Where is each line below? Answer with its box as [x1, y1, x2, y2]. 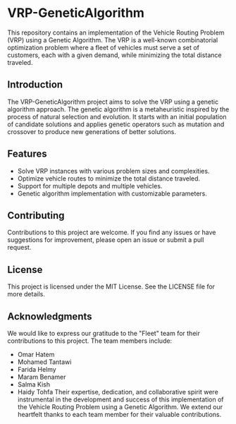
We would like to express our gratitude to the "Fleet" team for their [7, 329, 201, 337]
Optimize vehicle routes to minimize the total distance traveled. [17, 174, 201, 183]
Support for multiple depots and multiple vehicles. [17, 181, 163, 190]
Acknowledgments [7, 310, 93, 322]
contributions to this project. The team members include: [7, 337, 173, 345]
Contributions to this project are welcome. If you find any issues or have [7, 228, 216, 237]
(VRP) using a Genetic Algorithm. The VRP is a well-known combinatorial [7, 35, 218, 44]
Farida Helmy [17, 365, 56, 373]
